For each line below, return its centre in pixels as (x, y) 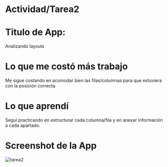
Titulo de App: (35, 32)
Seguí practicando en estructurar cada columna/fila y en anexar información (84, 120)
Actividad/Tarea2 (42, 9)
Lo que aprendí (37, 106)
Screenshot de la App (51, 146)
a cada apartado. (23, 125)
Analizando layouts (25, 46)
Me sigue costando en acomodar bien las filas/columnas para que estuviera (83, 80)
